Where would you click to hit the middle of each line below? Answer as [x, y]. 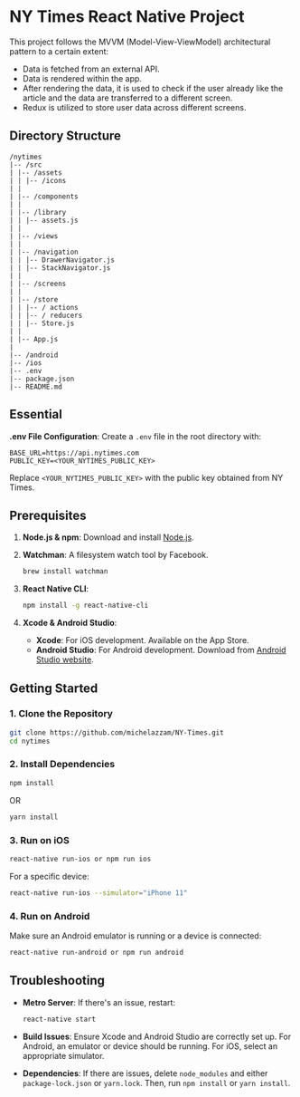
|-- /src [26, 165]
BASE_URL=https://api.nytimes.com [75, 453]
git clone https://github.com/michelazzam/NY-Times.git [117, 732]
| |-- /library [38, 212]
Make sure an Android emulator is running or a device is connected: [136, 936]
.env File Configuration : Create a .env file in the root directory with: [136, 436]
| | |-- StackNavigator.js [60, 268]
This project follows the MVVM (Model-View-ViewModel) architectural [140, 42]
